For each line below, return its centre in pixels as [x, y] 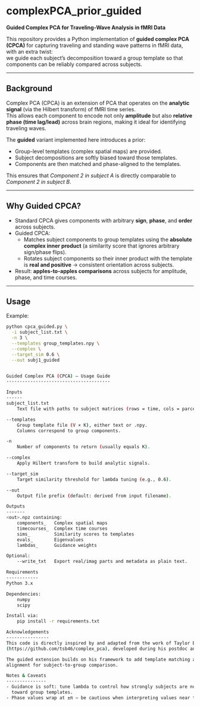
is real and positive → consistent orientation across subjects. [99, 265]
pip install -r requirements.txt [58, 621]
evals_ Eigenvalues [50, 540]
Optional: [18, 556]
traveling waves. [26, 128]
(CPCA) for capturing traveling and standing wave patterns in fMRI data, [95, 45]
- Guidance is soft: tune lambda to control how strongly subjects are [97, 687]
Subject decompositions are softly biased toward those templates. [96, 157]
